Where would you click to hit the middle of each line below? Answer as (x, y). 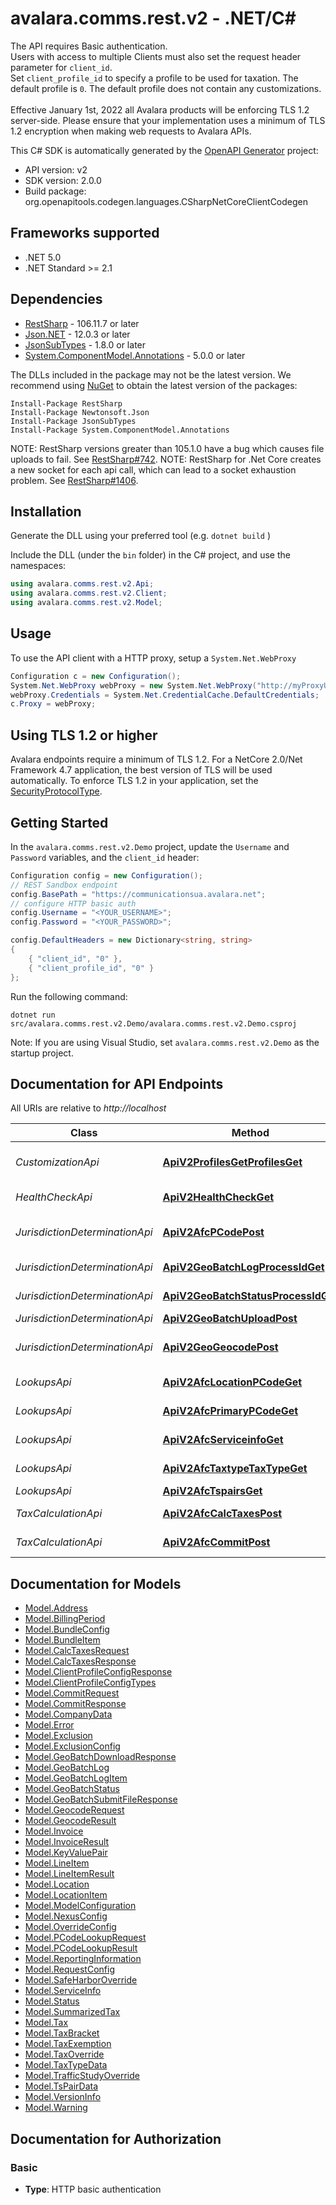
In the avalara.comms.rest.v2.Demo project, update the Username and (150, 846)
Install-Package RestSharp (66, 403)
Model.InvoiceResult (67, 1842)
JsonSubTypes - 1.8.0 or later (85, 344)
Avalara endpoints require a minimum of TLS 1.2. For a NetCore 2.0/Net (156, 759)
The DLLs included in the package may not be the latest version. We (151, 374)
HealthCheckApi (54, 1197)
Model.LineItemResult (69, 1874)
